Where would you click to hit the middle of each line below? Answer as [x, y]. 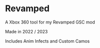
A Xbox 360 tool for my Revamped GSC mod [50, 22]
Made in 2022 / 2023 [26, 31]
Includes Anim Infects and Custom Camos [47, 41]
